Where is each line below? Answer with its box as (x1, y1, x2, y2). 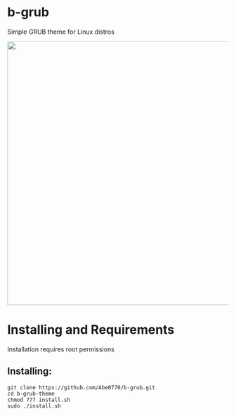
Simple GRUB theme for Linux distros (7, 27, 114, 36)
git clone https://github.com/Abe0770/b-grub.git (7, 384, 156, 391)
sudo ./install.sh (7, 402, 61, 410)
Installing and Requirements (7, 322, 175, 338)
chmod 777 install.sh (7, 396, 71, 403)
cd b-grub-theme (7, 390, 55, 397)
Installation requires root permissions (7, 345, 114, 353)
